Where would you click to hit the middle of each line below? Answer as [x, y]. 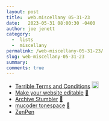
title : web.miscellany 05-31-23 [48, 17]
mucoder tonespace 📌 [42, 105]
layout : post [23, 12]
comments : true [25, 68]
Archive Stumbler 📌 [39, 99]
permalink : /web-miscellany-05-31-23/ [55, 51]
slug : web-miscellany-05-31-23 [45, 57]
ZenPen [25, 112]
